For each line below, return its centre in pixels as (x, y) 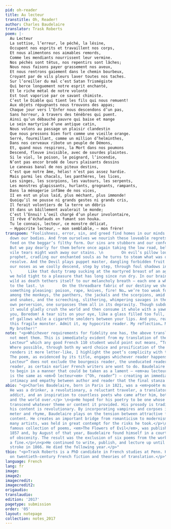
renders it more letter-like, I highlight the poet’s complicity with (86, 352)
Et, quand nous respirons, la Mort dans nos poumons (67, 148)
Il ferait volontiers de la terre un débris (58, 205)
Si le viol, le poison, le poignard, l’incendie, (63, 157)
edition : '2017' (22, 499)
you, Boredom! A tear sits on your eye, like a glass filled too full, (88, 314)
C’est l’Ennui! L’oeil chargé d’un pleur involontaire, (70, 214)
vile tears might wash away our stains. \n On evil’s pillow (84, 252)
